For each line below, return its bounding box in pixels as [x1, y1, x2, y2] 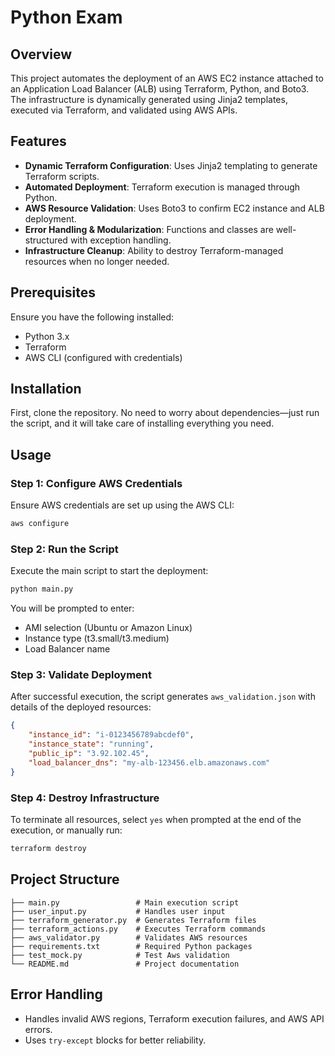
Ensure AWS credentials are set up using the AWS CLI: [10, 499, 235, 511]
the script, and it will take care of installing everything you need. [10, 417, 275, 430]
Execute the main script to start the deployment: [10, 565, 209, 577]
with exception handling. [69, 234, 172, 246]
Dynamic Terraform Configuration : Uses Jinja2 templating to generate [24, 159, 318, 171]
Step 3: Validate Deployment [10, 668, 152, 682]
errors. [24, 1023, 53, 1035]
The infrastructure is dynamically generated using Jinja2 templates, [10, 94, 288, 105]
